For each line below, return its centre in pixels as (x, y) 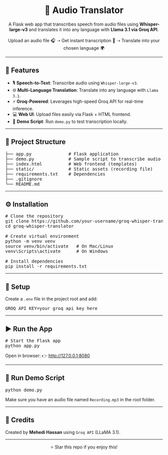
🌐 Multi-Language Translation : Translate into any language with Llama (85, 90)
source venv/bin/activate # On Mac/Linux (59, 246)
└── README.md (22, 184)
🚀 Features (22, 71)
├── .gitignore (24, 179)
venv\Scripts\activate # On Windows (57, 251)
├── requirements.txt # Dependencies (55, 174)
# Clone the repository (34, 216)
